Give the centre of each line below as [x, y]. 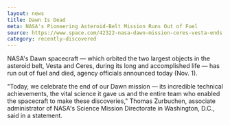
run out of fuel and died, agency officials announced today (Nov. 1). [102, 73]
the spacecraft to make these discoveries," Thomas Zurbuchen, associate [112, 101]
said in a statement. [35, 116]
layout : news [26, 13]
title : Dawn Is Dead [37, 20]
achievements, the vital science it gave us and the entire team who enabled [114, 94]
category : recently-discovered [52, 39]
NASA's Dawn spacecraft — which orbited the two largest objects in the [109, 58]
